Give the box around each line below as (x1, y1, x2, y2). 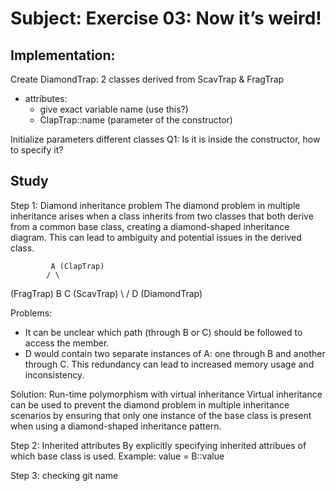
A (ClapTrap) (50, 261, 105, 271)
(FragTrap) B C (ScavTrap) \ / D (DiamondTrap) (10, 287, 203, 299)
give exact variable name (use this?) (39, 103, 189, 115)
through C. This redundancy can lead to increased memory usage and (24, 358, 315, 370)
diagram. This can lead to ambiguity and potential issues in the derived (10, 231, 302, 243)
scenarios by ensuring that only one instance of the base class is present (10, 409, 312, 421)
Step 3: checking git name (10, 469, 119, 481)
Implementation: (10, 47, 116, 64)
